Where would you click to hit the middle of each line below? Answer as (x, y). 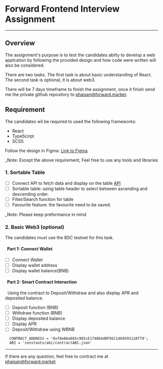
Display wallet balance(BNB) (41, 270)
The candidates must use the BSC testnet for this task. (59, 238)
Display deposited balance (39, 318)
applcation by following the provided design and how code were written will (81, 60)
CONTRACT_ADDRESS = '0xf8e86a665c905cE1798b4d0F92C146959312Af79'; (79, 339)
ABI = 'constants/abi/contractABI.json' (51, 343)
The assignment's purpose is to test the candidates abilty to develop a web (80, 55)
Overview (20, 43)
